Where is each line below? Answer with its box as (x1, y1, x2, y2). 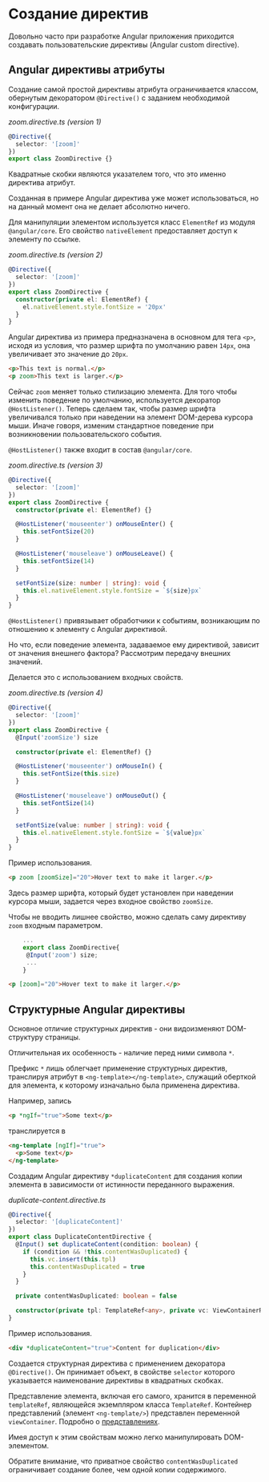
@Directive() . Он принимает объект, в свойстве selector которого (8, 1367, 235, 1376)
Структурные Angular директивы (8, 1002, 186, 1016)
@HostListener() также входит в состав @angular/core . (8, 445, 192, 454)
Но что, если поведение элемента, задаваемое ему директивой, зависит (8, 640, 260, 650)
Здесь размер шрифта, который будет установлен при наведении (8, 888, 234, 897)
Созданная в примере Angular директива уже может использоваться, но (8, 193, 259, 203)
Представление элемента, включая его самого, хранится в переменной (8, 1391, 256, 1400)
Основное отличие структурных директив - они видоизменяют (8, 1024, 225, 1034)
